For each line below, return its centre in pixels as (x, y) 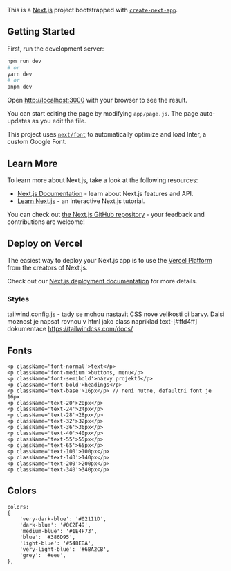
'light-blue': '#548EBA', (57, 543)
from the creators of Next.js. (47, 267)
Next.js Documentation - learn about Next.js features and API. (105, 194)
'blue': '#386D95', (48, 537)
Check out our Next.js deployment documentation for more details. (102, 281)
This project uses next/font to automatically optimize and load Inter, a (107, 134)
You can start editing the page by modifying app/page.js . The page (103, 114)
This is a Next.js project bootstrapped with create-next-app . (93, 10)
